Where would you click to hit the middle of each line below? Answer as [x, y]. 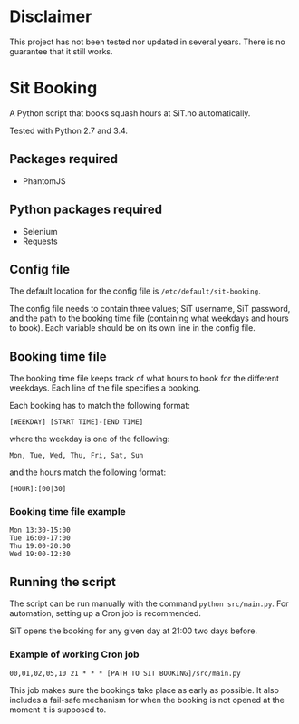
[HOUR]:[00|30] [38, 489]
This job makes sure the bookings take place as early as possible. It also [144, 690]
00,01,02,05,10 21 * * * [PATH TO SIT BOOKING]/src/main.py [125, 673]
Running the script [63, 582]
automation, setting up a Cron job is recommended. [105, 613]
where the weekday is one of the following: [90, 439]
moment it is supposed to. [58, 710]
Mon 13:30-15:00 [40, 531]
